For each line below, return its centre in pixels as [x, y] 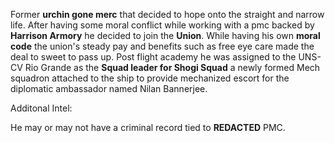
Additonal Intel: [41, 108]
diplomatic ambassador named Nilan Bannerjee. [109, 88]
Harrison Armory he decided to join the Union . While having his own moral [165, 35]
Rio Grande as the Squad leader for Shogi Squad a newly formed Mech [172, 67]
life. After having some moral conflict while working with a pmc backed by [162, 25]
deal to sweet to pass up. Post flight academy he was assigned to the [153, 57]
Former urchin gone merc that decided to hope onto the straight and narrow [167, 14]
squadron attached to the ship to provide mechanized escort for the [150, 78]
